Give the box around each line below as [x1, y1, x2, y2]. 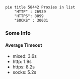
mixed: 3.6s [12, 53, 37, 59]
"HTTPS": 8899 [14, 14, 44, 19]
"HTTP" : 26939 [14, 9, 46, 14]
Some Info [5, 29, 31, 36]
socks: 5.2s [12, 69, 37, 75]
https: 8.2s [12, 64, 35, 70]
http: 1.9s [12, 58, 32, 65]
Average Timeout [5, 42, 42, 48]
